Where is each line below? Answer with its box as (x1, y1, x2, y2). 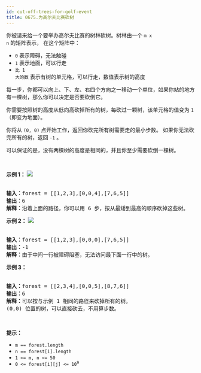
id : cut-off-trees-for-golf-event (6, 8, 93, 15)
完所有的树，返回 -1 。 (6, 134, 62, 141)
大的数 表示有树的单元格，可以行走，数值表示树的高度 (14, 73, 145, 80)
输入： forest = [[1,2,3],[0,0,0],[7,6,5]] (6, 236, 130, 243)
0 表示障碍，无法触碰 (14, 51, 67, 59)
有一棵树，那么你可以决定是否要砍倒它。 (6, 93, 106, 101)
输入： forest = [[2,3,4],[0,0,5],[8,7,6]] (6, 283, 130, 289)
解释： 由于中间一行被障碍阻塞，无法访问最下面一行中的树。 (6, 251, 153, 258)
